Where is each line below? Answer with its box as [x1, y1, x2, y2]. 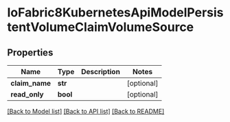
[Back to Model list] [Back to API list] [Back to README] [7, 108, 165, 115]
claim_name [10, 79, 51, 88]
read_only [10, 90, 44, 99]
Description [81, 67, 120, 76]
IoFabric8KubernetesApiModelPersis [7, 5, 224, 21]
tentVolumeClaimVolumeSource [7, 19, 194, 35]
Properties [7, 47, 54, 58]
